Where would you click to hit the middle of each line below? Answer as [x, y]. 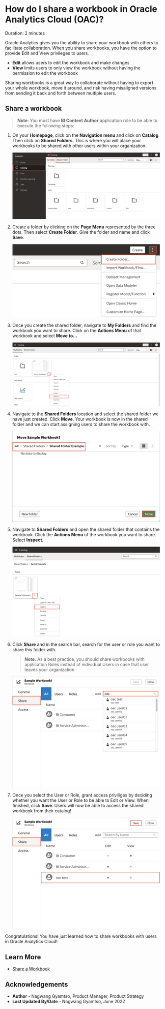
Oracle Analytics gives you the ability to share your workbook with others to [82, 42]
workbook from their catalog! [41, 811]
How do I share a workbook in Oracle [81, 9]
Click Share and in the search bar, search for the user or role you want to [86, 644]
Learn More [23, 957]
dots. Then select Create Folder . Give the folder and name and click [81, 232]
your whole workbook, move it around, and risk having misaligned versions [81, 88]
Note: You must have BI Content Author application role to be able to [87, 120]
